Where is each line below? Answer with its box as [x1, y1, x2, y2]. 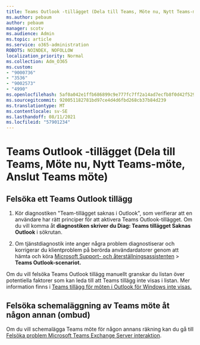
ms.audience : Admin [6, 31, 55, 37]
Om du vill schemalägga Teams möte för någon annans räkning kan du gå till [6, 325, 194, 333]
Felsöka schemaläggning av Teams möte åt [6, 300, 170, 310]
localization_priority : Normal [6, 53, 84, 59]
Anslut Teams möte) [6, 170, 108, 184]
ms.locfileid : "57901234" [6, 120, 70, 126]
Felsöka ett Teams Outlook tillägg [6, 194, 133, 204]
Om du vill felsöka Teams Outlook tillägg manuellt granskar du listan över [6, 271, 185, 278]
